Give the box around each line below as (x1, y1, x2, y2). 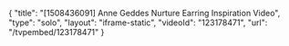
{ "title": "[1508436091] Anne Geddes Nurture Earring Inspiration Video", (8, 8, 281, 18)
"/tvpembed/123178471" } (8, 27, 105, 37)
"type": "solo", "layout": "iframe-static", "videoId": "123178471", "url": (8, 17, 268, 28)
